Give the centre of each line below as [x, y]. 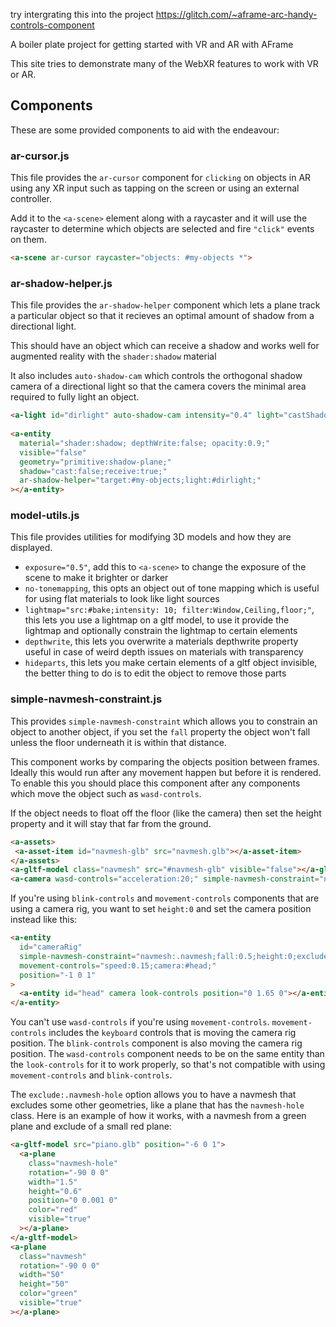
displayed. [31, 548]
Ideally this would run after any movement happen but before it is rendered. [166, 772]
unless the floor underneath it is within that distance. [118, 742]
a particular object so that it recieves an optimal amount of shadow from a [162, 316]
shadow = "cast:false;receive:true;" [93, 471]
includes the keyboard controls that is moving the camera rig [172, 1033]
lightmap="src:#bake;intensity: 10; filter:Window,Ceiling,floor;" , [169, 610]
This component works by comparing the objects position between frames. [165, 761]
